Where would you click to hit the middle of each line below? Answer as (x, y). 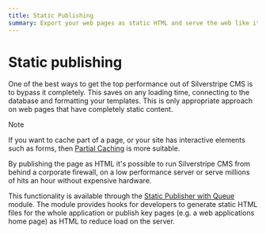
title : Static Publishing (51, 15)
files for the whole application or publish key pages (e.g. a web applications (131, 213)
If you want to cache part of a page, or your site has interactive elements (127, 140)
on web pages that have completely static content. (91, 109)
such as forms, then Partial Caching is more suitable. (94, 148)
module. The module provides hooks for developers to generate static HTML (133, 205)
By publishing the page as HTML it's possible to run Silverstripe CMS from (129, 164)
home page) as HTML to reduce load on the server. (92, 221)
